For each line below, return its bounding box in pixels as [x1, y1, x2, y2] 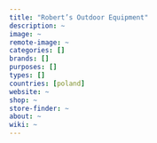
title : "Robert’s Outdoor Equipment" [9, 12, 149, 22]
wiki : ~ [9, 121, 38, 130]
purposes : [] [9, 63, 58, 72]
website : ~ [9, 87, 50, 96]
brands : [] [9, 54, 50, 63]
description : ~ [9, 21, 66, 30]
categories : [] [9, 46, 66, 55]
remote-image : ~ [9, 37, 69, 47]
